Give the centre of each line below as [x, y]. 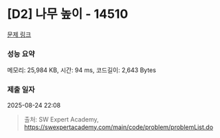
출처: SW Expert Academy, [61, 119]
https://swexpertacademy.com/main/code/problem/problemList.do [119, 127]
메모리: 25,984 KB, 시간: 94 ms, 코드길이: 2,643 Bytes [82, 70]
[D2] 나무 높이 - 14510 [68, 14]
